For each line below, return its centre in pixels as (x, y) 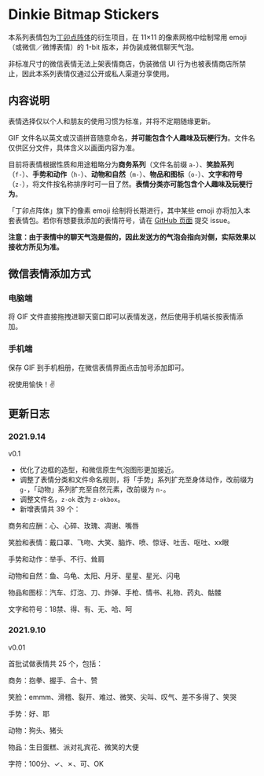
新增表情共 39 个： (50, 509)
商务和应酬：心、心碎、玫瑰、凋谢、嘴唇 (73, 526)
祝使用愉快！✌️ (32, 384)
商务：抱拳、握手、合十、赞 (53, 680)
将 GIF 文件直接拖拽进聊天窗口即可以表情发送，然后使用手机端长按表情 (123, 317)
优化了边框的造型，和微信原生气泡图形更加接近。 (99, 470)
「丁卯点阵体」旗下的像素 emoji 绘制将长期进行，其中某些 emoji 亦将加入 (126, 210)
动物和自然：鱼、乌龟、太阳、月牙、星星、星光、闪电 (94, 576)
